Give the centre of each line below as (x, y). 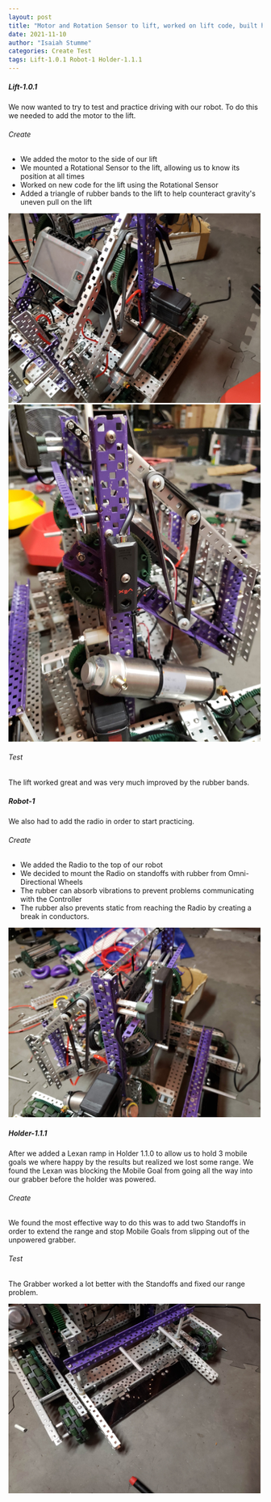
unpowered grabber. (42, 1240)
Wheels (70, 882)
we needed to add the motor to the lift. (72, 115)
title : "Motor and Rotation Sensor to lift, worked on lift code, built (133, 25)
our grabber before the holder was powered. (82, 1179)
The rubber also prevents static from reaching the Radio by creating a (135, 908)
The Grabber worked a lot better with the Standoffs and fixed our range (127, 1284)
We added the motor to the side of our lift (88, 159)
